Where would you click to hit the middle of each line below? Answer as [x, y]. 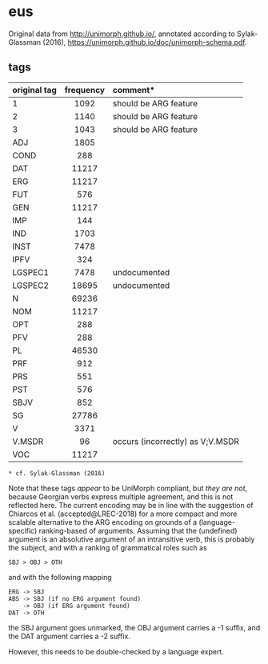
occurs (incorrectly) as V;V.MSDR [176, 441]
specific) [23, 530]
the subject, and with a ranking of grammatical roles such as [108, 547]
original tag [35, 90]
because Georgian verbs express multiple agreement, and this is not [121, 496]
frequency [85, 90]
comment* [134, 90]
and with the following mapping [60, 577]
